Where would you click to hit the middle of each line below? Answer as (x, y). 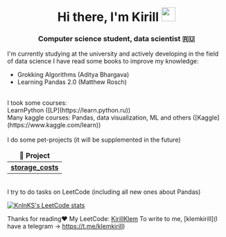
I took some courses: (37, 103)
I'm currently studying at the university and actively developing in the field (113, 54)
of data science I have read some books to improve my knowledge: (103, 61)
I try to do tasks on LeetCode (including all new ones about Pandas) (104, 192)
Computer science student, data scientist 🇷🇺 (116, 39)
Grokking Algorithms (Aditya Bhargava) (73, 75)
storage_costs (35, 167)
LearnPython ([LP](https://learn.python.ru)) (69, 111)
